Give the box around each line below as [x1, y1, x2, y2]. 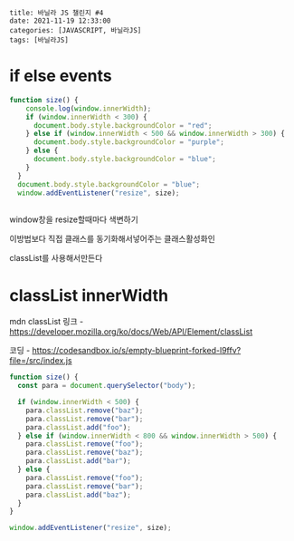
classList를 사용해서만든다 [9, 253, 103, 264]
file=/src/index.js [9, 355, 72, 366]
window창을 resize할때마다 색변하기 [9, 214, 138, 225]
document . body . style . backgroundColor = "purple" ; [33, 138, 224, 147]
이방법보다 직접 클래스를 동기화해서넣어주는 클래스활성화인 [9, 234, 215, 245]
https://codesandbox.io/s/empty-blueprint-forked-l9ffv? [32, 345, 242, 356]
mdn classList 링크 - [9, 316, 84, 327]
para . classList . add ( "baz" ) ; [25, 490, 131, 499]
